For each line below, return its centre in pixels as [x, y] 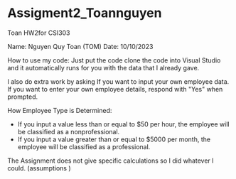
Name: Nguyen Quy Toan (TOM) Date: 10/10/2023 [80, 46]
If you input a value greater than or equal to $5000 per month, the [114, 139]
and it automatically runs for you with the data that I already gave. [103, 67]
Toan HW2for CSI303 [39, 33]
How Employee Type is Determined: [60, 110]
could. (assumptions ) [39, 168]
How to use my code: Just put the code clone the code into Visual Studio [114, 60]
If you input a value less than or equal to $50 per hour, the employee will [123, 124]
